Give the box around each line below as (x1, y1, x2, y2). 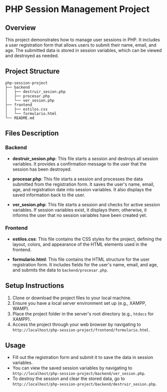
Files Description (5, 129, 59, 138)
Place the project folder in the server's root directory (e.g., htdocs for (12, 310, 154, 316)
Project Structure (5, 67, 60, 76)
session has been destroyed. (12, 166, 72, 172)
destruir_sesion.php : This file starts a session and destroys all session (12, 155, 159, 161)
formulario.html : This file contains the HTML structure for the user (12, 256, 150, 262)
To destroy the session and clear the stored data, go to (12, 375, 125, 381)
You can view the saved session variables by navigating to (12, 365, 133, 371)
